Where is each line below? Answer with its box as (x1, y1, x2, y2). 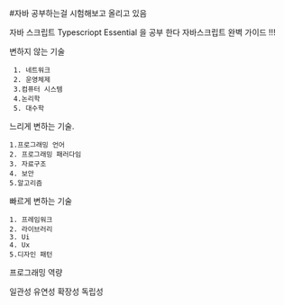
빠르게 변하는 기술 (9, 196, 72, 206)
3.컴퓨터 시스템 (13, 85, 63, 94)
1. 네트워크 (13, 66, 51, 75)
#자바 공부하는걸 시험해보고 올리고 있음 (9, 8, 147, 18)
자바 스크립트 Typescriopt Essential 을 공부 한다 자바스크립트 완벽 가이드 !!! (9, 27, 277, 38)
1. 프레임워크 (9, 215, 53, 224)
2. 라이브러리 (9, 225, 53, 234)
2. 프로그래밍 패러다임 (9, 150, 82, 159)
